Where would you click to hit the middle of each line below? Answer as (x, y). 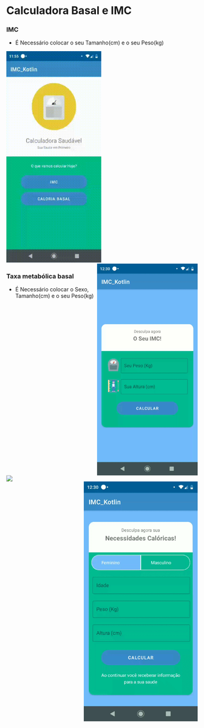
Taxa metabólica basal (40, 276)
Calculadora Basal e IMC (69, 11)
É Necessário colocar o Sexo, (52, 289)
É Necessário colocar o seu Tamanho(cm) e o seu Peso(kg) (89, 43)
